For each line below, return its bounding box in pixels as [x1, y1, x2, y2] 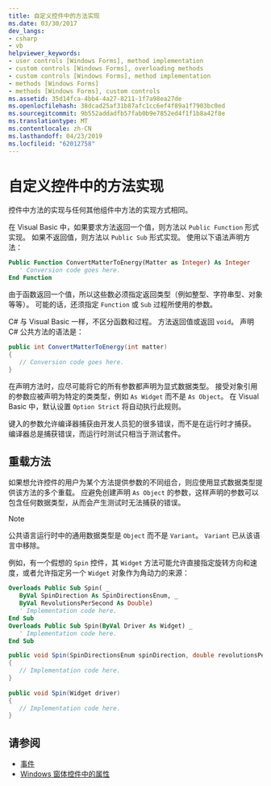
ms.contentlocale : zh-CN [8, 125, 92, 133]
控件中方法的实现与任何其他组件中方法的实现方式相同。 [8, 205, 192, 215]
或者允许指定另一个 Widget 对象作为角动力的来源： [22, 568, 190, 578]
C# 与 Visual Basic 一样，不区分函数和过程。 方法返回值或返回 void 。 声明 [8, 317, 255, 327]
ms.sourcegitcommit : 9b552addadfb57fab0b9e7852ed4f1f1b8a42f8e [8, 110, 226, 118]
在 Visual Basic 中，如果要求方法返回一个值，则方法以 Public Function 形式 [8, 222, 260, 232]
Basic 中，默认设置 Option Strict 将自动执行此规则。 [8, 401, 186, 411]
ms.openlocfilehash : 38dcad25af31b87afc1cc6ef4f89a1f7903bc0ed [8, 102, 226, 110]
